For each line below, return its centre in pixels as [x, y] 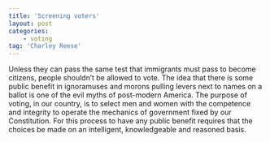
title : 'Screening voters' [54, 16]
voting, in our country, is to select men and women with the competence [130, 104]
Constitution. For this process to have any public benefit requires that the [131, 121]
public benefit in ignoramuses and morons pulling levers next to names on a [135, 87]
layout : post [30, 24]
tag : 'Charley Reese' [45, 46]
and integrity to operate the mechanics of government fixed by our [120, 112]
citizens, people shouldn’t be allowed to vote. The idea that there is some [131, 78]
